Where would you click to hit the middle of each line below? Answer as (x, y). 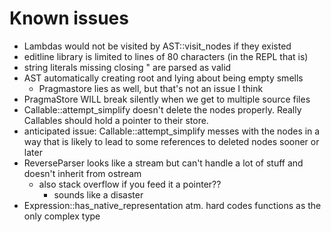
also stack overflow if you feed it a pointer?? (130, 184)
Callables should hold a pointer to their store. (116, 120)
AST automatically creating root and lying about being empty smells (163, 78)
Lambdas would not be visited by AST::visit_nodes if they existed (157, 46)
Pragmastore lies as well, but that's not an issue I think (151, 88)
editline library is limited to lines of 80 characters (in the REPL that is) (166, 56)
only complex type (62, 216)
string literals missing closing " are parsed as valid (127, 67)
